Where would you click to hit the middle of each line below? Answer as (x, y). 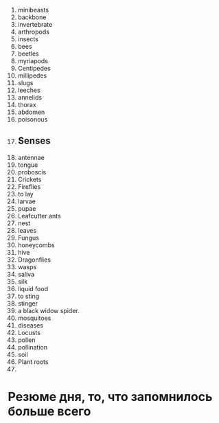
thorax (27, 105)
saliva (26, 274)
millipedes (32, 76)
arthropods (34, 32)
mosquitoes (34, 318)
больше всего (49, 411)
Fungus (28, 238)
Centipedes (34, 68)
